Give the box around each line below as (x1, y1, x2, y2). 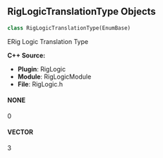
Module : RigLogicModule (17, 72, 92, 81)
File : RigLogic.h (17, 79, 64, 88)
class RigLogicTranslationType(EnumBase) (7, 24, 131, 31)
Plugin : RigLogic (17, 64, 66, 73)
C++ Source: (7, 51, 46, 60)
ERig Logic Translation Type (7, 37, 89, 45)
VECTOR (7, 128, 34, 137)
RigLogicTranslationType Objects (7, 6, 157, 18)
